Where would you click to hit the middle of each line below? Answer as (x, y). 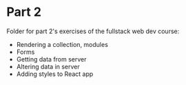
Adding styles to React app (55, 74)
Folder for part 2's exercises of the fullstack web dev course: (93, 31)
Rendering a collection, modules (62, 44)
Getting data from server (51, 59)
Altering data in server (48, 66)
